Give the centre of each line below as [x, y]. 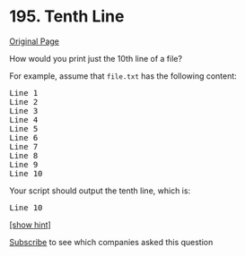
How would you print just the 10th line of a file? [96, 58]
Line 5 [24, 128]
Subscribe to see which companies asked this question [111, 242]
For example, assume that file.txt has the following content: [123, 76]
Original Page [35, 41]
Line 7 [24, 146]
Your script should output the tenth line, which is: [100, 191]
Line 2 [24, 102]
